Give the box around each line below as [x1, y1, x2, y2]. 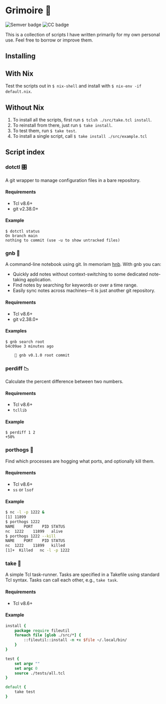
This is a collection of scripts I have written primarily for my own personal [5, 31, 160, 37]
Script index [5, 148, 45, 157]
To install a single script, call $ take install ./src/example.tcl [12, 133, 148, 139]
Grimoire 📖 [5, 5, 51, 16]
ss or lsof [12, 486, 34, 492]
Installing [5, 52, 36, 60]
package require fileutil [14, 628, 70, 633]
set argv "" [14, 661, 40, 666]
